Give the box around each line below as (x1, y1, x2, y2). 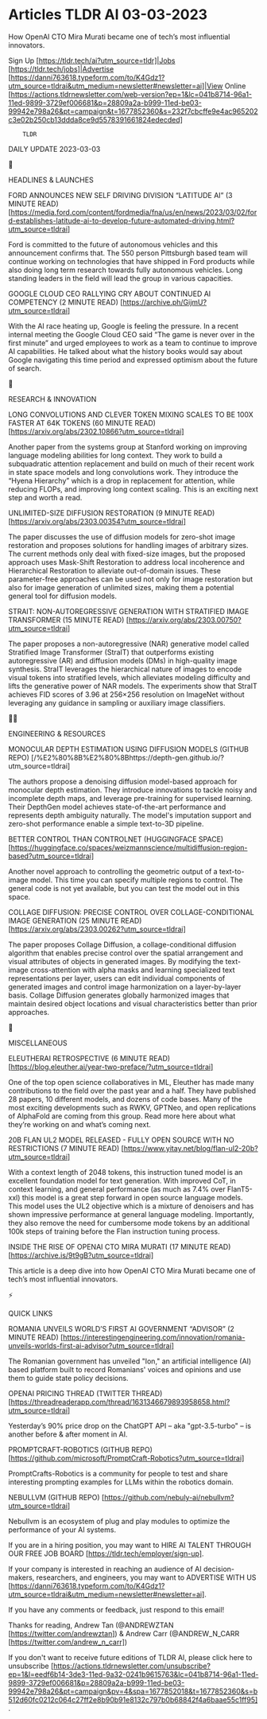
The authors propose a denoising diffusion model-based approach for (8, 776, 238, 786)
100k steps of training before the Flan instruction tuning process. (8, 1227, 220, 1236)
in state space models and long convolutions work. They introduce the (8, 467, 238, 476)
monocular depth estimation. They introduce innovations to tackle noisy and (8, 785, 257, 795)
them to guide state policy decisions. (8, 1373, 129, 1383)
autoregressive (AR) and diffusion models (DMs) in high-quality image (8, 655, 238, 665)
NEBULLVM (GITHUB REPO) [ (8, 1492, 105, 1502)
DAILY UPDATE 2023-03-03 (8, 144, 101, 154)
